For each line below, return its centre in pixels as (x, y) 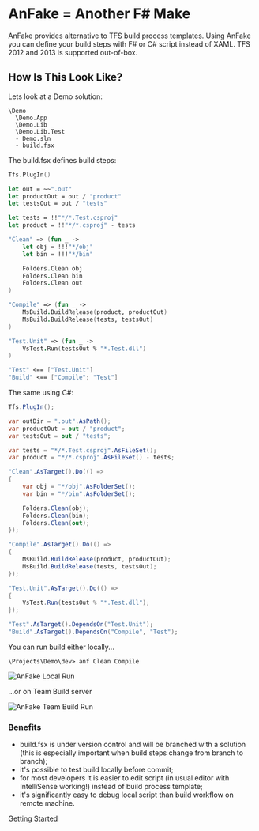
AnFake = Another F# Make (99, 14)
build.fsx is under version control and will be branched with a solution (133, 745)
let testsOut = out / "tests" (58, 204)
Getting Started (33, 818)
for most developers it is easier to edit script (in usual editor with (124, 778)
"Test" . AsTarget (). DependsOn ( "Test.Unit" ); (81, 625)
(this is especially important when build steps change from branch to (131, 753)
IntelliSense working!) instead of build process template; (111, 787)
